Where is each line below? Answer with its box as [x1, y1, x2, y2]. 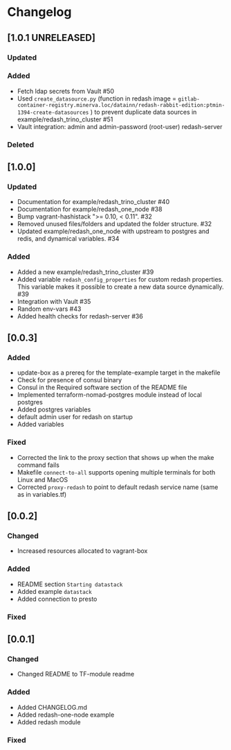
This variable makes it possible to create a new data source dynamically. [17, 282, 224, 291]
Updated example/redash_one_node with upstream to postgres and [17, 227, 210, 236]
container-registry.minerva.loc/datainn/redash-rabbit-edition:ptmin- [17, 101, 225, 108]
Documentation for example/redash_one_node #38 [17, 205, 163, 214]
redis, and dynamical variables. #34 [17, 235, 120, 243]
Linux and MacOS [17, 475, 68, 484]
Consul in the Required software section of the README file [17, 383, 187, 392]
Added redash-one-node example [17, 710, 115, 719]
